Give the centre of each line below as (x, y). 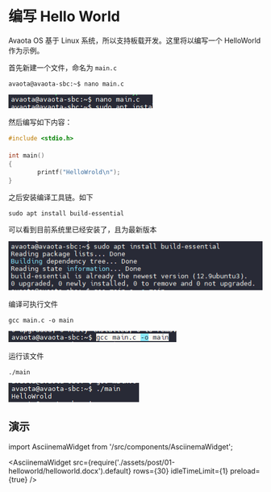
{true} (18, 479)
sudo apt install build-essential (67, 214)
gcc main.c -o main (41, 321)
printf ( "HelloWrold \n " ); (79, 173)
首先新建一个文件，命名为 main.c (63, 67)
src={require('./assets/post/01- (124, 462)
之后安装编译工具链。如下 (51, 198)
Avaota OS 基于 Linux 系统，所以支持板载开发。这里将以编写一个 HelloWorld (135, 40)
